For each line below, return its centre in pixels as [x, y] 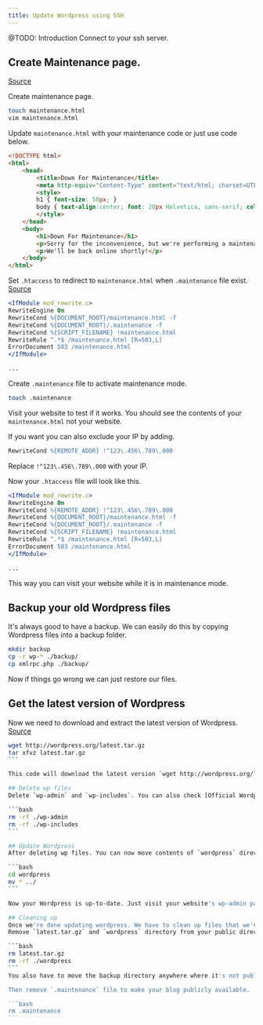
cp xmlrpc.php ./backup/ [49, 664]
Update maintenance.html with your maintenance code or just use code [122, 134]
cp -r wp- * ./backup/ [43, 657]
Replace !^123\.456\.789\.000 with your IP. [78, 466]
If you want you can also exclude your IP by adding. [91, 436]
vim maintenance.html [43, 119]
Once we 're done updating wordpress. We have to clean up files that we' [131, 925]
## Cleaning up [33, 917]
